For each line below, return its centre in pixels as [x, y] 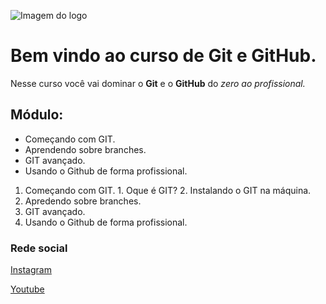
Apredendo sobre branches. [83, 201]
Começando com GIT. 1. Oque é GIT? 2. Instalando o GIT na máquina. [168, 190]
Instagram [31, 270]
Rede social [39, 248]
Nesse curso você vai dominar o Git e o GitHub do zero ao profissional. [158, 83]
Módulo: [37, 115]
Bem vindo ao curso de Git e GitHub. [163, 56]
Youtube [27, 289]
